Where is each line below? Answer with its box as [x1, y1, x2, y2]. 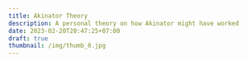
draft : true [8, 34, 48, 43]
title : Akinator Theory [8, 11, 89, 20]
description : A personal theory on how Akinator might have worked [8, 19, 240, 27]
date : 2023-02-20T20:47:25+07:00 [8, 27, 121, 35]
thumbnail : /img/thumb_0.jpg [8, 42, 106, 50]
